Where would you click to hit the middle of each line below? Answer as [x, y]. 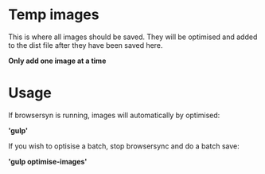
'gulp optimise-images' [48, 161]
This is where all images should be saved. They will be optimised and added [133, 37]
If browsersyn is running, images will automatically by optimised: [114, 115]
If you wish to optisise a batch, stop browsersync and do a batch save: [124, 146]
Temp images [54, 15]
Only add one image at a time [57, 61]
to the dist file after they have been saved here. [86, 45]
